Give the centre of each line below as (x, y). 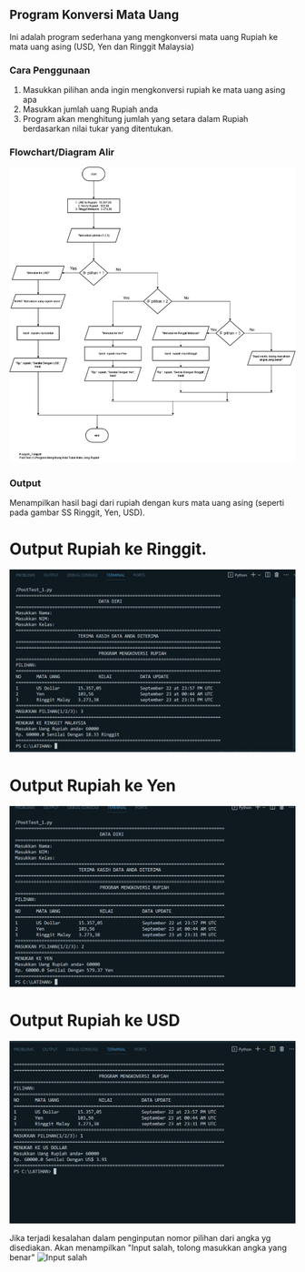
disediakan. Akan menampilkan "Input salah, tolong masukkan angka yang (148, 1248)
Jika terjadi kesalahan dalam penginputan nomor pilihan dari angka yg (140, 1238)
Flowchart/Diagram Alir (62, 152)
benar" (22, 1257)
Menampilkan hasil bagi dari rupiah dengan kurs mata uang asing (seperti (147, 502)
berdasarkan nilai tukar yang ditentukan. (98, 129)
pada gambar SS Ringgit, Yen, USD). (77, 512)
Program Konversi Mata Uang (94, 15)
